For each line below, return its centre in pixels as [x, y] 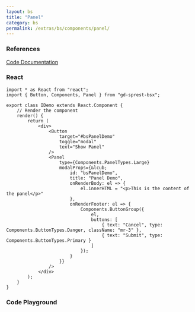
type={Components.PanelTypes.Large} [104, 162]
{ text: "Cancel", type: [132, 225]
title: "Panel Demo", [96, 178]
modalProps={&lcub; [83, 168]
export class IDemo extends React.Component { [65, 105]
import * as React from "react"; [47, 90]
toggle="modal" [78, 141]
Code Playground [32, 302]
